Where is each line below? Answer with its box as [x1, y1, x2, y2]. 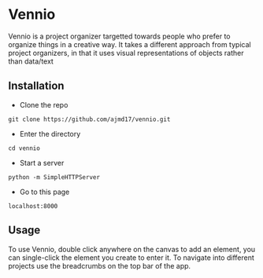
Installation [8, 79, 65, 93]
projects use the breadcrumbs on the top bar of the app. [8, 261, 191, 270]
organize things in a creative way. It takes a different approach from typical [8, 39, 251, 49]
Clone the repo [19, 100, 69, 109]
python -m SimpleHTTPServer [8, 173, 101, 181]
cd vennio [8, 144, 41, 152]
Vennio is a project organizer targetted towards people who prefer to [8, 31, 231, 41]
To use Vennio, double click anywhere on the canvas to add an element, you [8, 244, 256, 254]
